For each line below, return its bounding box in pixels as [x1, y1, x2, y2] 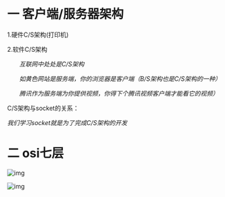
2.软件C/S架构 [7, 45, 48, 53]
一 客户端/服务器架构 [7, 6, 124, 22]
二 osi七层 [7, 146, 64, 161]
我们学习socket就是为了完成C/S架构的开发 [7, 118, 128, 126]
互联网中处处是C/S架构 [19, 59, 85, 68]
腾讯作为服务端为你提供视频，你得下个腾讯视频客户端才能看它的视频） [19, 89, 219, 97]
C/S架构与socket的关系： [7, 104, 79, 112]
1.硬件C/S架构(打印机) [7, 30, 69, 39]
